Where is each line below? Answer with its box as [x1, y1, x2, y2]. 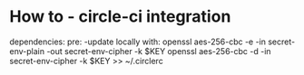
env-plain [9, 45, 45, 56]
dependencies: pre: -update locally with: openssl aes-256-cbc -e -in [9, 36, 266, 47]
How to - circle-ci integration [9, 6, 231, 27]
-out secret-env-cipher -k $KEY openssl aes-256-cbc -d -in [46, 45, 271, 56]
